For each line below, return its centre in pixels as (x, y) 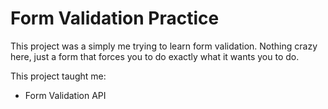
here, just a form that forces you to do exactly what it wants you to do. (155, 56)
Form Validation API (65, 95)
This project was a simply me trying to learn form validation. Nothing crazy (164, 46)
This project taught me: (58, 76)
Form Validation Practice (115, 18)
